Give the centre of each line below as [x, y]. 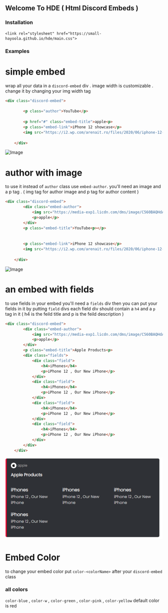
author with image [44, 173]
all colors [17, 589]
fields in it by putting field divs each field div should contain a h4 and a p [80, 309]
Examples [17, 51]
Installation [19, 23]
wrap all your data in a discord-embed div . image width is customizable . [79, 86]
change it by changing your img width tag [48, 91]
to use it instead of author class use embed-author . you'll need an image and [83, 187]
